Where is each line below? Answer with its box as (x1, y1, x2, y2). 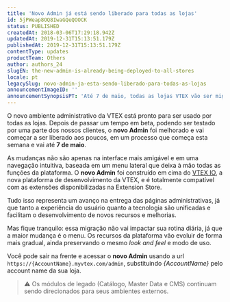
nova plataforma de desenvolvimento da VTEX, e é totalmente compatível (7, 176, 214, 184)
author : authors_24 (7, 61, 63, 68)
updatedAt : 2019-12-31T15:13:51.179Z (7, 36, 115, 42)
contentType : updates (7, 49, 69, 55)
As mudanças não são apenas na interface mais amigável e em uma (7, 154, 199, 162)
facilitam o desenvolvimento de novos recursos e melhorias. (7, 211, 177, 219)
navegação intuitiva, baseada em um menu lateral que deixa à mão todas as (7, 162, 221, 169)
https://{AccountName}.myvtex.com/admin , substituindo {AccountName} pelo (7, 260, 223, 267)
